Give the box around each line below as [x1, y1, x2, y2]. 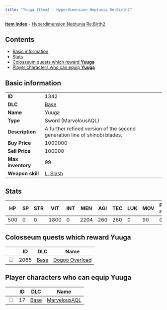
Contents [5, 35, 35, 44]
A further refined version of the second [44, 125, 136, 132]
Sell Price [7, 148, 31, 155]
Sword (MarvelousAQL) [44, 117, 100, 124]
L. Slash [44, 170, 63, 177]
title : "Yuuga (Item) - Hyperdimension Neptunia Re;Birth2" [5, 7, 133, 12]
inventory [7, 162, 31, 169]
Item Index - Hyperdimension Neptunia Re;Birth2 [5, 21, 105, 27]
